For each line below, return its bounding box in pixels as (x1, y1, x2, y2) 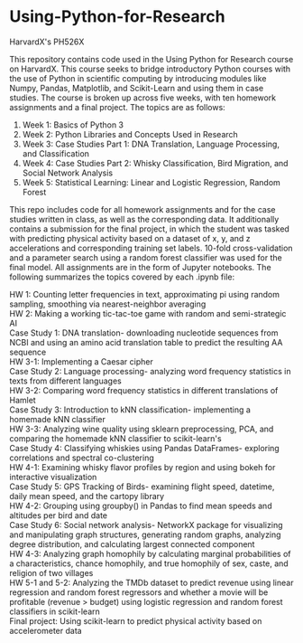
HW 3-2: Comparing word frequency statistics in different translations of (9, 384, 279, 395)
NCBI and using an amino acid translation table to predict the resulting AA (9, 336, 283, 347)
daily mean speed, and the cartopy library (9, 490, 165, 501)
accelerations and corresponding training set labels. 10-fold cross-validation (9, 242, 293, 253)
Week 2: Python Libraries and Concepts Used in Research (22, 128, 239, 139)
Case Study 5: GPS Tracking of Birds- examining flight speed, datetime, (9, 481, 275, 492)
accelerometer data (9, 625, 83, 636)
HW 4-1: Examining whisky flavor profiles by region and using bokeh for (9, 461, 276, 472)
